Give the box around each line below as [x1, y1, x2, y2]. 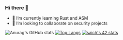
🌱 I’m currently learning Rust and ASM [12, 15, 88, 21]
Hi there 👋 [5, 4, 29, 11]
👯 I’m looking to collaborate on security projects [12, 20, 108, 26]
